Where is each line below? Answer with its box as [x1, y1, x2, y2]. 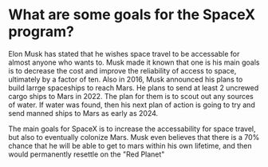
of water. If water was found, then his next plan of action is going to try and [8, 100, 255, 109]
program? [8, 22, 74, 41]
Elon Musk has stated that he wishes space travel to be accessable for [8, 49, 240, 58]
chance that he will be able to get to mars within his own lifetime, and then [8, 141, 252, 150]
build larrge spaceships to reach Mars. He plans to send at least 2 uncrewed [8, 82, 259, 93]
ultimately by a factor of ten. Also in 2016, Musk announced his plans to [8, 74, 243, 84]
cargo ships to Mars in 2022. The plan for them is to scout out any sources [8, 91, 254, 101]
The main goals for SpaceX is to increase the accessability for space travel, [8, 124, 256, 133]
